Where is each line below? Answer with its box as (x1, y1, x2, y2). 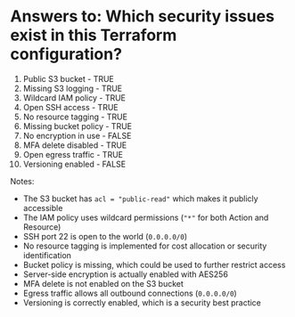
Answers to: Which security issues (10, 6, 275, 27)
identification (22, 249, 72, 260)
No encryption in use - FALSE (22, 130, 132, 141)
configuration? (10, 45, 123, 64)
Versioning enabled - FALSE (22, 158, 127, 169)
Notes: (10, 175, 35, 186)
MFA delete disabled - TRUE (22, 140, 127, 150)
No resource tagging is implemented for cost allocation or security (22, 240, 267, 251)
